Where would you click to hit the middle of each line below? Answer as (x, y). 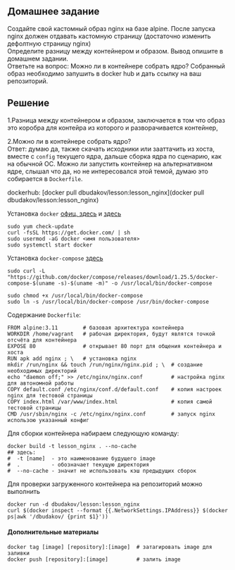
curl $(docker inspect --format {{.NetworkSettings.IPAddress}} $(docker (118, 510)
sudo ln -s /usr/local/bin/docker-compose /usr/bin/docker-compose (108, 302)
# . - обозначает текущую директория (78, 464)
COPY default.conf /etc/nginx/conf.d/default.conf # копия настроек (114, 389)
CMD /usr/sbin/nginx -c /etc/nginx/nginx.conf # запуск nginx (112, 414)
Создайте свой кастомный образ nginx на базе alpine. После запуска (112, 28)
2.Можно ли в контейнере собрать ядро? (69, 141)
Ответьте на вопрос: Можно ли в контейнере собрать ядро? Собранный (116, 66)
